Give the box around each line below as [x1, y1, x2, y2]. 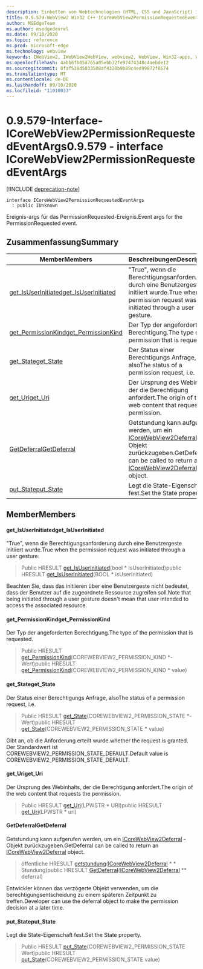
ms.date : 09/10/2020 [6, 32, 59, 38]
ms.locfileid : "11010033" [6, 88, 71, 94]
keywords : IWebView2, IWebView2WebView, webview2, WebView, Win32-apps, [6, 54, 193, 60]
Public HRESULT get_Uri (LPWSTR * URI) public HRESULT [21, 801, 163, 809]
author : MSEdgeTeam [6, 20, 56, 26]
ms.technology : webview [6, 48, 66, 55]
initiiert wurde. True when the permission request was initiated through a [6, 546, 185, 553]
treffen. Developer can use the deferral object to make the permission [6, 897, 178, 905]
